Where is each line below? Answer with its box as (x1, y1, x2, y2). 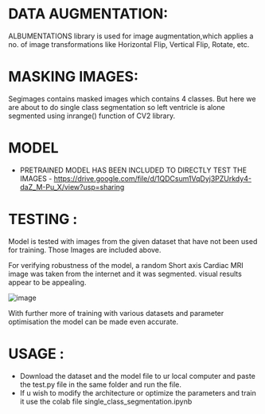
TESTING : (8, 211, 78, 228)
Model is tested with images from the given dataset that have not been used (8, 236, 258, 246)
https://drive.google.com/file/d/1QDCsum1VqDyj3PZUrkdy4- (53, 173, 252, 183)
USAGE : (8, 345, 65, 363)
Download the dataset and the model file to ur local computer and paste (19, 371, 256, 380)
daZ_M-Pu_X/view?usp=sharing (19, 182, 125, 191)
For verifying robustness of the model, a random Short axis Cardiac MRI (8, 260, 244, 270)
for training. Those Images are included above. (8, 245, 162, 254)
